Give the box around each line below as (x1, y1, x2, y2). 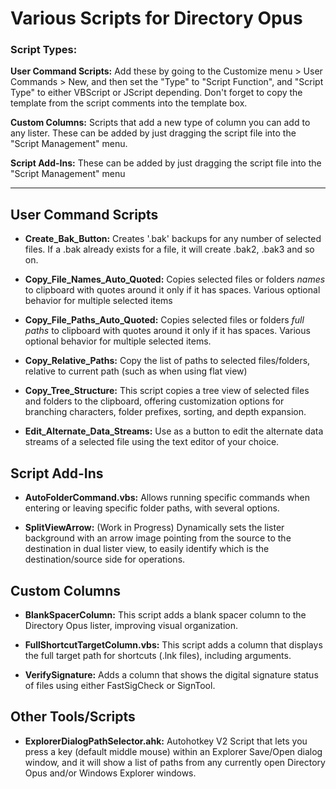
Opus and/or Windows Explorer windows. (24, 767, 197, 779)
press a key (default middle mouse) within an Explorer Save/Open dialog (24, 745, 323, 757)
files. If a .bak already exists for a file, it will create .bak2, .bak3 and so (24, 243, 315, 256)
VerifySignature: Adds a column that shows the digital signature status (24, 668, 319, 681)
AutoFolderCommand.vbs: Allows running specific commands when (24, 492, 310, 504)
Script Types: (10, 43, 78, 57)
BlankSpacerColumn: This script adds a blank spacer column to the (24, 608, 307, 621)
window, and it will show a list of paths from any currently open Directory (24, 756, 326, 768)
